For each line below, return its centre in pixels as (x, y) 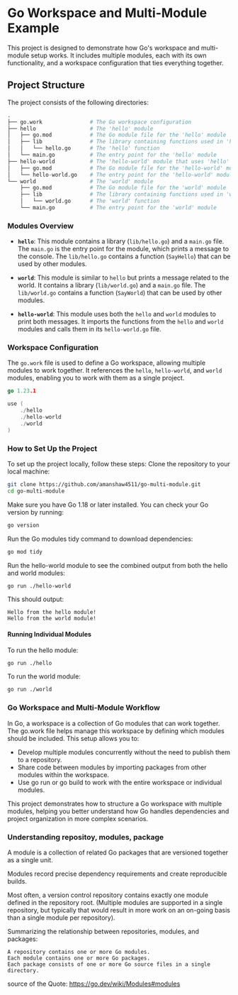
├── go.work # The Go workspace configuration (100, 122)
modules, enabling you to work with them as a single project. (96, 378)
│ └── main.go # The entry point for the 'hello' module (112, 155)
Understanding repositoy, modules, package (86, 837)
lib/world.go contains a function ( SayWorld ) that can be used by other (120, 293)
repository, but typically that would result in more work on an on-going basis (119, 910)
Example (33, 28)
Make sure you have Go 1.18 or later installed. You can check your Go (108, 505)
